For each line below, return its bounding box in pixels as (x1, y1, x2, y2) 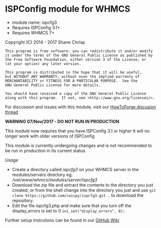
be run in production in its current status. (5, 147, 87, 154)
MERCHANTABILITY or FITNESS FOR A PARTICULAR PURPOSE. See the (5, 78, 138, 83)
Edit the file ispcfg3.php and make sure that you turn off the (12, 203, 132, 209)
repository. (12, 197, 34, 203)
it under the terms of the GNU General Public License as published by (5, 53, 153, 58)
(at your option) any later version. (5, 61, 81, 66)
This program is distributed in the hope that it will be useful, (5, 70, 142, 75)
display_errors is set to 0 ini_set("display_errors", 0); (12, 208, 125, 213)
